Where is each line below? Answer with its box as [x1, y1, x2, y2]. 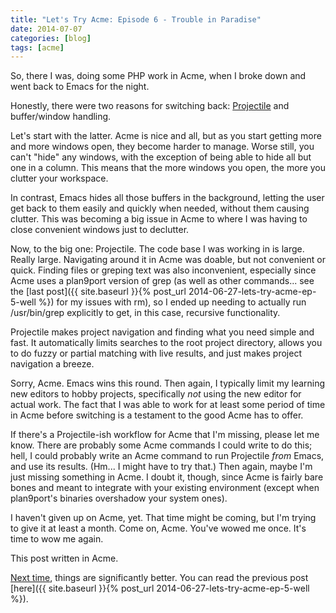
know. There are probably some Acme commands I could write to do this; [10, 439, 313, 451]
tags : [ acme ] [10, 42, 65, 53]
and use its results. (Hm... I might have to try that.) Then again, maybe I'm [10, 461, 313, 473]
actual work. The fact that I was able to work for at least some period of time [10, 399, 326, 411]
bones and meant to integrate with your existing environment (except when [10, 482, 320, 494]
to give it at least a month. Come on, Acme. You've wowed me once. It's [10, 522, 307, 535]
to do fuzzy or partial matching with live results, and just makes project [10, 347, 302, 360]
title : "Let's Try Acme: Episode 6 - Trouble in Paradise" [10, 14, 262, 25]
